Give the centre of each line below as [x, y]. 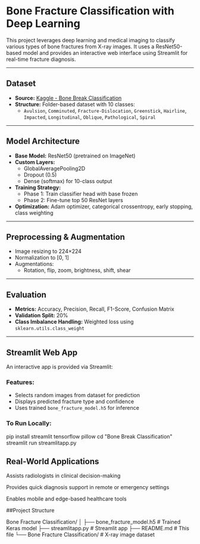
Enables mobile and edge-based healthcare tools [66, 499]
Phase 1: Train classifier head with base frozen [81, 194]
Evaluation [26, 294]
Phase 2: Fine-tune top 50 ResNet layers [73, 200]
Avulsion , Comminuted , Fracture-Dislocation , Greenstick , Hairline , [105, 110]
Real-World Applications [53, 461]
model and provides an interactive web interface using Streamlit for [105, 52]
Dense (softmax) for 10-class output [68, 181]
